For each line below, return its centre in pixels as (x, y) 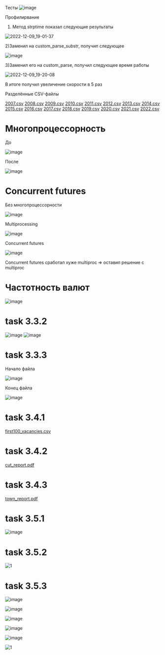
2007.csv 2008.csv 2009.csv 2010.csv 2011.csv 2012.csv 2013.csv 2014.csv (82, 103)
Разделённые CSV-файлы (32, 94)
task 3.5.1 (25, 518)
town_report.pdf (21, 498)
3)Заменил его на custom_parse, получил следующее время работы (77, 65)
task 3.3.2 (26, 321)
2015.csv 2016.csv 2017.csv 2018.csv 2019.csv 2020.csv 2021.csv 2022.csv (82, 109)
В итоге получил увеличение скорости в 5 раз (54, 84)
